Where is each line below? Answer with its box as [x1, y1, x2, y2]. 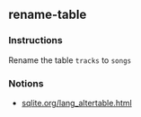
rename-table [8, 7, 87, 22]
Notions [8, 76, 44, 89]
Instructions [8, 34, 64, 47]
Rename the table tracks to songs [8, 54, 132, 66]
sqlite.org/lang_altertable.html [21, 97, 132, 108]
